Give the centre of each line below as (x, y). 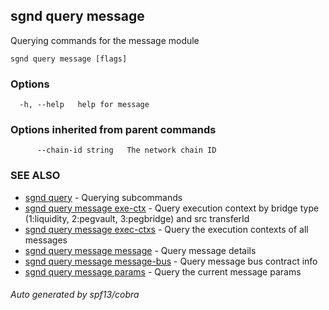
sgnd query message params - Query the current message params (163, 271)
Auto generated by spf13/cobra (75, 295)
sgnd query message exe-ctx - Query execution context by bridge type (172, 208)
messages (46, 240)
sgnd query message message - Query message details (140, 250)
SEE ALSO (35, 176)
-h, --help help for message (84, 105)
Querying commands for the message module (105, 40)
